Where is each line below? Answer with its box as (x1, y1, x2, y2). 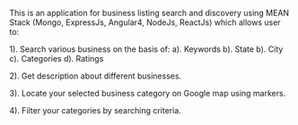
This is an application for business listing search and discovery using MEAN (9, 8, 290, 18)
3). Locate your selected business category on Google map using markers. (9, 88, 286, 98)
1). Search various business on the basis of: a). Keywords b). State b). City (9, 44, 284, 54)
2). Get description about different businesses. (9, 71, 182, 81)
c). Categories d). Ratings (9, 54, 104, 63)
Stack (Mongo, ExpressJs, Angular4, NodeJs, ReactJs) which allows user (9, 17, 281, 28)
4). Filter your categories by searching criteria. (9, 105, 181, 115)
